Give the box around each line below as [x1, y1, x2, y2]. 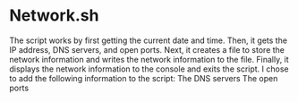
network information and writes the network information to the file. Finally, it [9, 54, 289, 64]
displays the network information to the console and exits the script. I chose [9, 64, 289, 74]
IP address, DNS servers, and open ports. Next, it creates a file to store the [9, 44, 285, 55]
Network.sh [9, 5, 99, 26]
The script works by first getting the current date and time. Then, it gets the [9, 35, 288, 46]
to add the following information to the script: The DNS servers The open [9, 72, 278, 83]
